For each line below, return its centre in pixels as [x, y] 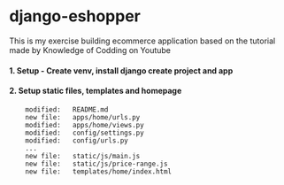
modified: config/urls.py [77, 140]
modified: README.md [67, 109]
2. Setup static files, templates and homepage [96, 91]
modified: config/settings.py [84, 133]
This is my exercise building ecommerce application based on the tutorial [142, 41]
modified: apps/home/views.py [84, 125]
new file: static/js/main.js [83, 156]
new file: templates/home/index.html [99, 171]
